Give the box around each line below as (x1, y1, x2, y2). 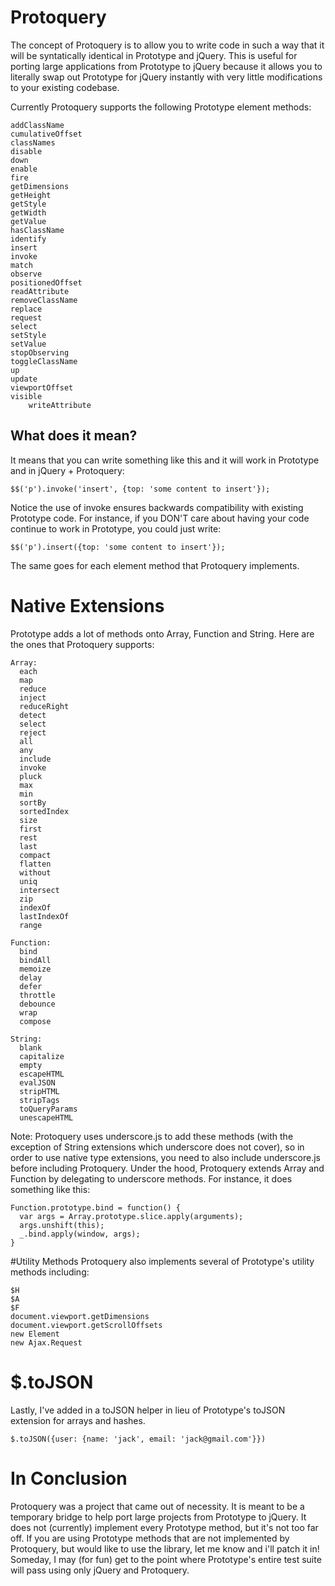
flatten (19, 859, 52, 869)
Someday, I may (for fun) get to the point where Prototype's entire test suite (10, 1553, 322, 1565)
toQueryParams (19, 1104, 78, 1114)
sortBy (19, 797, 47, 808)
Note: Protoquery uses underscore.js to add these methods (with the (10, 1130, 294, 1142)
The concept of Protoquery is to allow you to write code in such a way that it (10, 39, 325, 51)
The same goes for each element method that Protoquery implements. (10, 559, 300, 571)
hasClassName (10, 225, 65, 235)
